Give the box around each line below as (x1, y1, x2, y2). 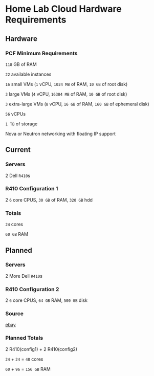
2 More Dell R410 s (5, 273, 42, 279)
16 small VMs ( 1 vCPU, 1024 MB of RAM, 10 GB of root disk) (5, 81, 128, 87)
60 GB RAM (5, 231, 29, 237)
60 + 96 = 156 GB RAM (5, 366, 51, 372)
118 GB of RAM (5, 61, 37, 67)
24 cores (5, 221, 24, 228)
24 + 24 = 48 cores (5, 356, 43, 362)
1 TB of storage (5, 121, 38, 127)
